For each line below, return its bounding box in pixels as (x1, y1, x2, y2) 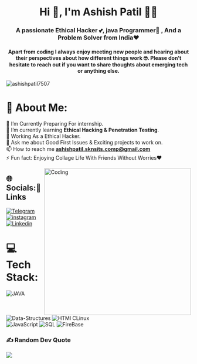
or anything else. (77, 67, 120, 74)
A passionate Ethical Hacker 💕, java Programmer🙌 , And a (15, 26, 182, 35)
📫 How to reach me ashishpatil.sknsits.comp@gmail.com (6, 146, 151, 153)
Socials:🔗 (6, 183, 42, 193)
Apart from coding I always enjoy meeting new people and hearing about (8, 48, 189, 55)
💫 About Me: (6, 101, 68, 114)
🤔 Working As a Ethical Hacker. (6, 133, 81, 140)
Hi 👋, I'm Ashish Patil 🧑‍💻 (39, 5, 158, 19)
